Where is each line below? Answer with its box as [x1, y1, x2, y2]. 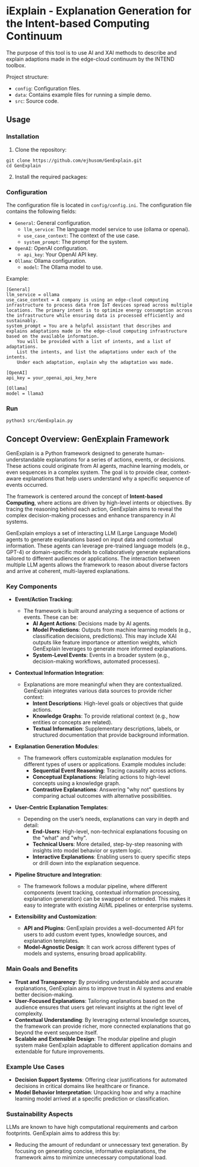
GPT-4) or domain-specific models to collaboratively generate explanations [6, 549, 191, 556]
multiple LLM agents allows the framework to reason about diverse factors [6, 561, 188, 568]
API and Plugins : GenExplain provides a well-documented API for [23, 924, 184, 932]
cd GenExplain [6, 162, 42, 169]
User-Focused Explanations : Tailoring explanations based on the [14, 997, 175, 1004]
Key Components [6, 582, 58, 590]
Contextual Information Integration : [14, 669, 105, 677]
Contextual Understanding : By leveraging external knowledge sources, [14, 1016, 191, 1023]
